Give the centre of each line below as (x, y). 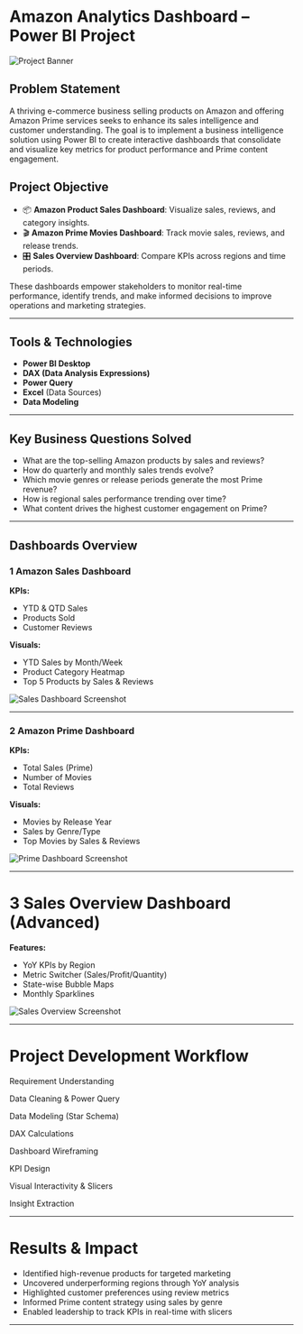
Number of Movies (57, 777)
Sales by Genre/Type (61, 832)
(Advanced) (55, 923)
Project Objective (59, 187)
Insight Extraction (42, 1204)
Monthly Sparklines (58, 994)
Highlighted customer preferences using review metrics (126, 1293)
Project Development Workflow (129, 1056)
